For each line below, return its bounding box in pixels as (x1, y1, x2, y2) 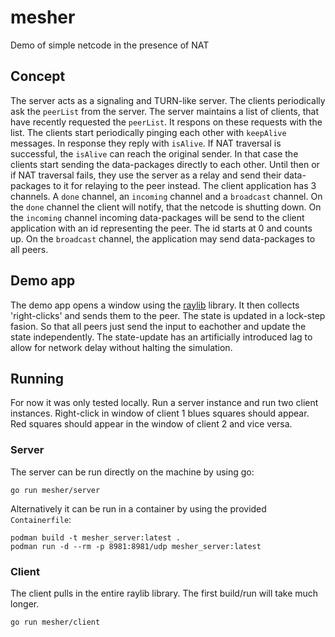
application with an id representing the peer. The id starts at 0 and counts (10, 222, 313, 234)
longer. (10, 597, 40, 610)
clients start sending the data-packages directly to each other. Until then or (10, 158, 320, 170)
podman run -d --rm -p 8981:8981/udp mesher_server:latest (10, 541, 262, 551)
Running (10, 370, 65, 387)
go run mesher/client (10, 617, 101, 627)
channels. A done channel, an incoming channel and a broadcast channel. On (10, 190, 323, 202)
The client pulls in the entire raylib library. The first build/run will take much (10, 587, 319, 599)
